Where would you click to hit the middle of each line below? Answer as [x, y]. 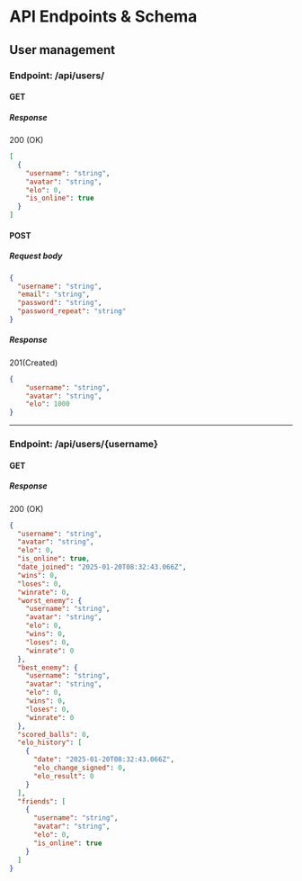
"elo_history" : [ [50, 743]
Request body [36, 256]
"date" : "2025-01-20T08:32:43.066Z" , [104, 760]
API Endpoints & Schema [103, 17]
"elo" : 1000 [48, 404]
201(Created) [34, 363]
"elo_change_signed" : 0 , [80, 768]
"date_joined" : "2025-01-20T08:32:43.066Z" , [102, 567]
